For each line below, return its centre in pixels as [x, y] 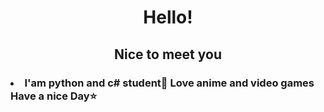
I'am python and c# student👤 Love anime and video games [169, 83]
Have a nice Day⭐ [54, 96]
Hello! [168, 17]
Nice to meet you [168, 54]
